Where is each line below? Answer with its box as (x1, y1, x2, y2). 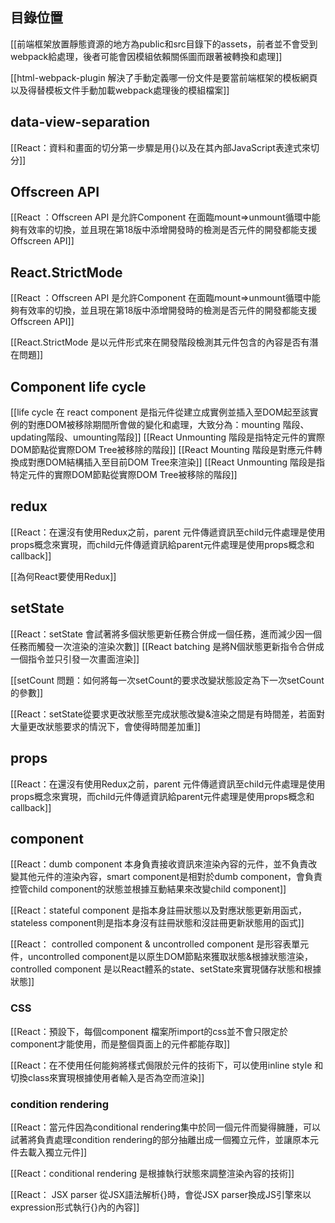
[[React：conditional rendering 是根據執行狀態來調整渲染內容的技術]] (10, 1167, 295, 1179)
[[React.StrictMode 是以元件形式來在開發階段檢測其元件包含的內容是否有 (10, 336, 310, 348)
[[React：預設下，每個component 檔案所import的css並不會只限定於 (10, 1025, 289, 1037)
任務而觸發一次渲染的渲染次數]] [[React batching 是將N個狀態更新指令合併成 (10, 640, 325, 652)
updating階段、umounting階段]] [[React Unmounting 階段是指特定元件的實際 (10, 431, 325, 443)
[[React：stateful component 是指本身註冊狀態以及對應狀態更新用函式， (10, 904, 307, 917)
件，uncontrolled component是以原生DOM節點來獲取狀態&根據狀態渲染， (10, 951, 314, 963)
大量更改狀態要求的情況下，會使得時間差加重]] (10, 720, 202, 732)
